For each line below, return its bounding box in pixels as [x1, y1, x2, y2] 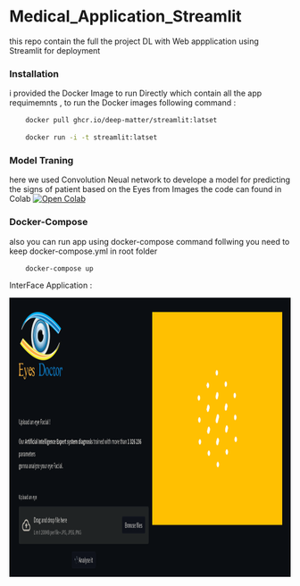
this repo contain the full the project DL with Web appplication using [9, 36, 259, 46]
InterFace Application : [9, 280, 93, 291]
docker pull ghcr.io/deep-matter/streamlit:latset [25, 116, 218, 125]
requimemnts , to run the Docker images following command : [9, 97, 237, 108]
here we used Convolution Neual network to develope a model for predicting [9, 174, 291, 185]
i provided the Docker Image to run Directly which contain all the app [9, 88, 262, 99]
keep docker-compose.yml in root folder [9, 246, 158, 256]
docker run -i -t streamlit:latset [25, 133, 158, 142]
